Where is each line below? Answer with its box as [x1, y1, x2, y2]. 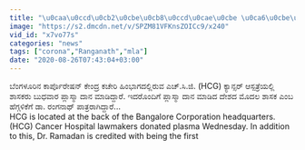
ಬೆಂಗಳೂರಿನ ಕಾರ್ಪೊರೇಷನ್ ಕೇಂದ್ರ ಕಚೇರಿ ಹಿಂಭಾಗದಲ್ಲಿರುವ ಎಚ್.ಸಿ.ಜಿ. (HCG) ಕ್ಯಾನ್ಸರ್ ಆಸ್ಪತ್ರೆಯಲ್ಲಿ [9, 81, 275, 91]
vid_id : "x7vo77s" [9, 30, 79, 39]
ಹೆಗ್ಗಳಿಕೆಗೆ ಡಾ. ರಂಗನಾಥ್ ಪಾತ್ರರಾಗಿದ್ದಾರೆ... [9, 101, 121, 112]
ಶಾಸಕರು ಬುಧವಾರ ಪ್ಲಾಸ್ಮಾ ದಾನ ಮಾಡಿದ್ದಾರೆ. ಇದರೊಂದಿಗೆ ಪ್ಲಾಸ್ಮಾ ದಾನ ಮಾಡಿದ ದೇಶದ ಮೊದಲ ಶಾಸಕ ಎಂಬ [9, 91, 293, 101]
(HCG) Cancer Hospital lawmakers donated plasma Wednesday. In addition [9, 121, 290, 132]
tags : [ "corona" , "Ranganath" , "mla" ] [9, 47, 148, 56]
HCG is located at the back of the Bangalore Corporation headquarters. [9, 111, 276, 122]
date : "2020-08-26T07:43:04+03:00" [9, 55, 144, 65]
